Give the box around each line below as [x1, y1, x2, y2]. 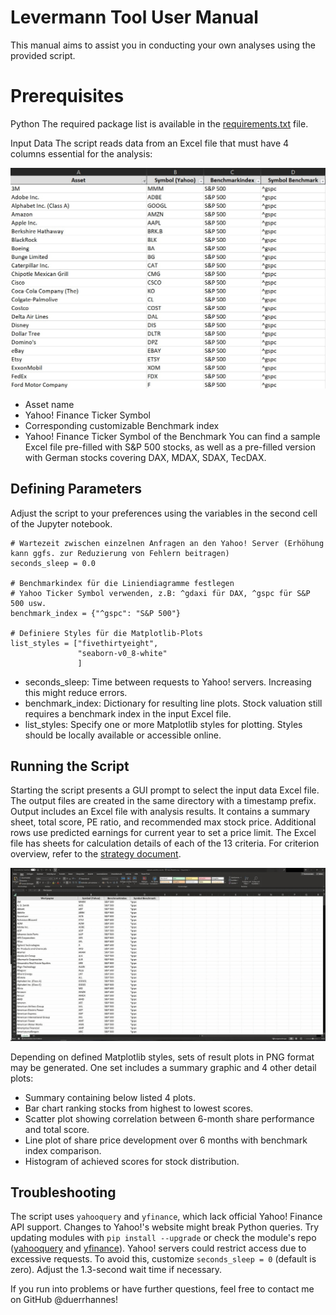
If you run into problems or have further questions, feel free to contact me [10, 1283, 315, 1295]
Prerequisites [10, 85, 125, 108]
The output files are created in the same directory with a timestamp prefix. [10, 795, 317, 807]
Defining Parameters [10, 481, 142, 498]
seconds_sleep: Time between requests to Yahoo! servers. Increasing [24, 676, 312, 688]
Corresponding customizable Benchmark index [24, 419, 220, 431]
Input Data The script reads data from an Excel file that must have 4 [10, 137, 290, 149]
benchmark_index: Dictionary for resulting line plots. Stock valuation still [24, 697, 323, 709]
